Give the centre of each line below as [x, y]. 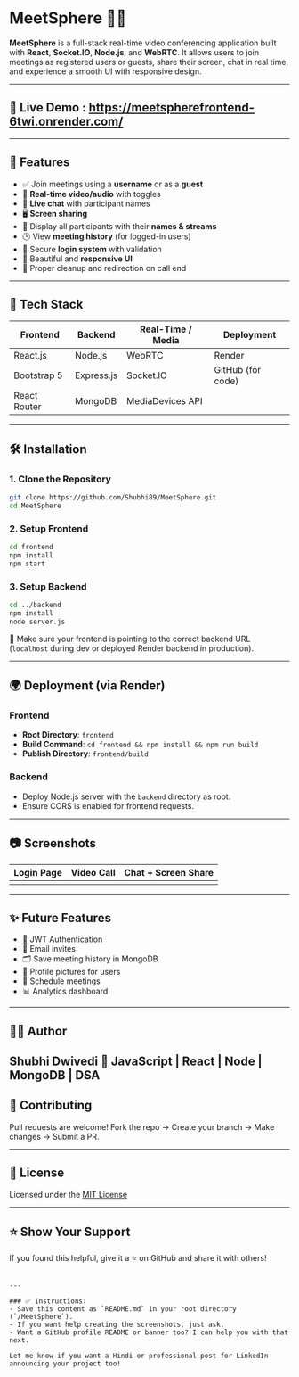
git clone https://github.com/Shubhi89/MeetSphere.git [113, 498]
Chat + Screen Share [169, 873]
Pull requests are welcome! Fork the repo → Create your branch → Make [142, 1126]
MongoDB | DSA [55, 1075]
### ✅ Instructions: [48, 1301]
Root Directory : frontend [68, 735]
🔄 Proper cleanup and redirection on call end [104, 268]
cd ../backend [36, 606]
